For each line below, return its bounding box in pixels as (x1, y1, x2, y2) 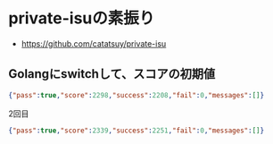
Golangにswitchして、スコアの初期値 (8, 66, 216, 81)
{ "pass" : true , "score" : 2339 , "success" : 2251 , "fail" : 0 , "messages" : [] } (8, 126, 265, 135)
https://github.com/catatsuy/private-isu (21, 38, 167, 49)
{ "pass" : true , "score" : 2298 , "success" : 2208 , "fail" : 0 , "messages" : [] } (8, 90, 265, 99)
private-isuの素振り (8, 8, 155, 29)
